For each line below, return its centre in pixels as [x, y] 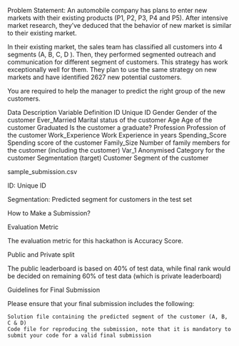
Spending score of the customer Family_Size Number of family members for [119, 143]
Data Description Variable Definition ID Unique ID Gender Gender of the [112, 112]
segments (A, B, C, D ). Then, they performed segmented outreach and [112, 54]
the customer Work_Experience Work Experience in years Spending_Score [117, 135]
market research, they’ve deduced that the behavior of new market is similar [119, 25]
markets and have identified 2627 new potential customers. [95, 77]
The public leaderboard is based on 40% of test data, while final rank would [119, 268]
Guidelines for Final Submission [54, 290]
